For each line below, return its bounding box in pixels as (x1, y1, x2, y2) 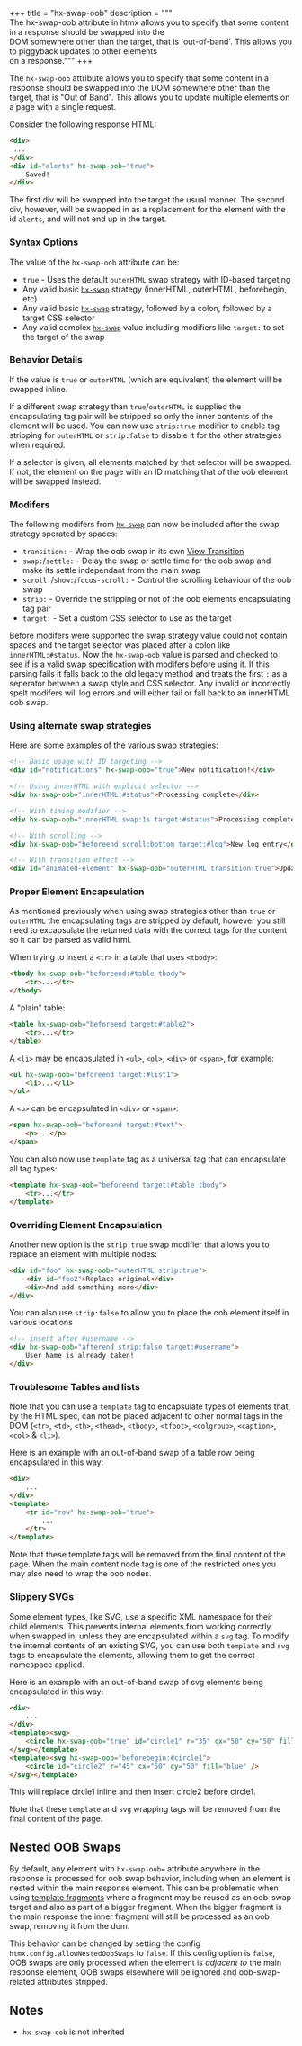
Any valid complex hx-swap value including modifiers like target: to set (22, 321, 285, 332)
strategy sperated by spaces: (9, 528, 119, 539)
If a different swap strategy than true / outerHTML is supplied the (9, 400, 242, 412)
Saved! (25, 170, 50, 179)
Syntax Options (9, 236, 79, 248)
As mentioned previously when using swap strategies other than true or (9, 906, 276, 917)
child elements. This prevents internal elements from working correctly (9, 1620, 271, 1631)
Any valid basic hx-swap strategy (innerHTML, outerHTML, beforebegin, (22, 283, 288, 294)
